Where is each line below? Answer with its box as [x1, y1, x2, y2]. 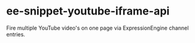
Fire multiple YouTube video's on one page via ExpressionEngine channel [6, 24, 189, 31]
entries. [6, 30, 25, 38]
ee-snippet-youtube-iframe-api [6, 4, 170, 18]
